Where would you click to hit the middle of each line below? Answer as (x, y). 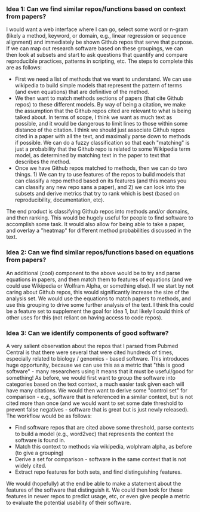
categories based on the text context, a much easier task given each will (95, 384)
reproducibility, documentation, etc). (59, 200)
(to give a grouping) (39, 453)
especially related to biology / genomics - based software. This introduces (98, 358)
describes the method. (43, 162)
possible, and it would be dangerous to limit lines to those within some (101, 124)
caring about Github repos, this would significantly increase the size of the (98, 292)
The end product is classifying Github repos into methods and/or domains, (98, 212)
